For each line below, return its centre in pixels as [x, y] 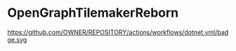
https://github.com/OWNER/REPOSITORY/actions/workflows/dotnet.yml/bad [118, 32]
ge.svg [17, 39]
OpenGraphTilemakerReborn [93, 13]
